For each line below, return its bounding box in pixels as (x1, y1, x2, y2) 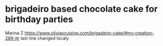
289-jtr (5, 35, 20, 41)
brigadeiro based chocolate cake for (5, 3, 158, 15)
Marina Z (5, 30, 24, 36)
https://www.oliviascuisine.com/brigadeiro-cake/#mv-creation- (24, 30, 154, 36)
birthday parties (5, 14, 74, 25)
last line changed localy (20, 35, 69, 41)
